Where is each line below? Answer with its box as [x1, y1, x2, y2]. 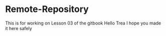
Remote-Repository [5, 3, 89, 15]
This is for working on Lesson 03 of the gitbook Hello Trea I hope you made [5, 20, 161, 26]
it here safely [5, 25, 32, 31]
